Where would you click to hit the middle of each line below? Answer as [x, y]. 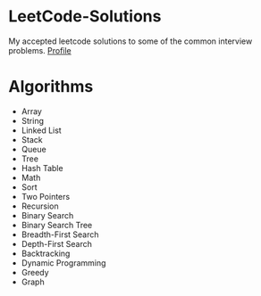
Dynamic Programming [63, 263]
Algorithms [51, 87]
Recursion [40, 206]
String [33, 120]
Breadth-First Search [60, 234]
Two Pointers [46, 196]
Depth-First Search [57, 243]
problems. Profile [40, 50]
